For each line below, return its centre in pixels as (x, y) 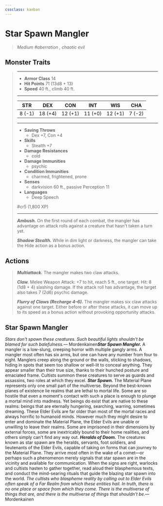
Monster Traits (28, 62)
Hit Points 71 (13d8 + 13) (49, 84)
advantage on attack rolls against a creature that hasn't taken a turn (85, 226)
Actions (17, 261)
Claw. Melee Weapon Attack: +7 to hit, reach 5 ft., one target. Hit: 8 (84, 282)
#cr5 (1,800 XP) (33, 207)
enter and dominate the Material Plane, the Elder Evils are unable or (72, 422)
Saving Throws (40, 130)
